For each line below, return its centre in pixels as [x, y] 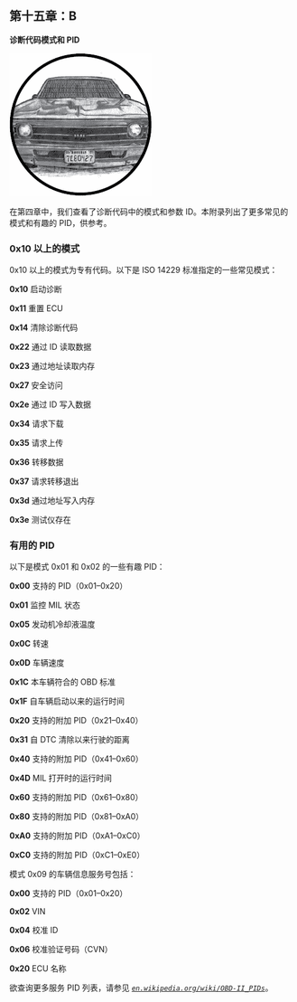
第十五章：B [43, 16]
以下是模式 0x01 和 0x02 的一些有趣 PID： [87, 567]
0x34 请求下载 [37, 424]
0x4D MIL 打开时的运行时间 [61, 778]
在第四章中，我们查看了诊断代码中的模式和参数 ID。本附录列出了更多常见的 [149, 212]
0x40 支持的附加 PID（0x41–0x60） [77, 759]
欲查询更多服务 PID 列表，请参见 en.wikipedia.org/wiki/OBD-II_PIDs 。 [141, 988]
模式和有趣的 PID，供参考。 [60, 222]
